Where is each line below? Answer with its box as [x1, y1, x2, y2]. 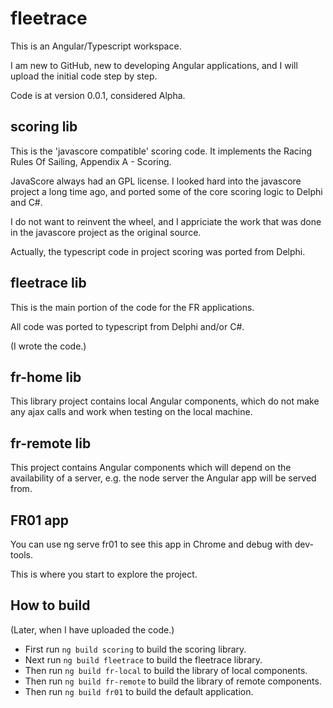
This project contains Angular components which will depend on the [10, 462, 292, 474]
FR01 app [10, 512, 69, 529]
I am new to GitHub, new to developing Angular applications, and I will [10, 59, 298, 71]
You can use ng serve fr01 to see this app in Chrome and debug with [10, 538, 293, 550]
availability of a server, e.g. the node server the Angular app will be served [10, 472, 317, 484]
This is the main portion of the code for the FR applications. [10, 301, 255, 313]
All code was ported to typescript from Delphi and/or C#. [10, 320, 245, 332]
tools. [10, 549, 34, 561]
